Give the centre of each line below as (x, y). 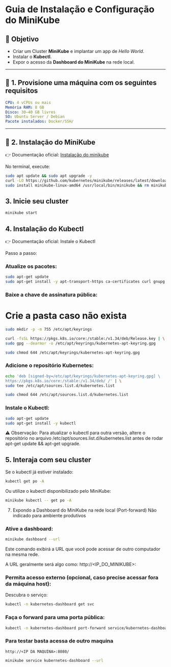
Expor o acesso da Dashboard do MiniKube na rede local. (74, 62)
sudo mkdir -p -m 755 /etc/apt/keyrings (49, 330)
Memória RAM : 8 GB (25, 107)
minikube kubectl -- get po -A (38, 500)
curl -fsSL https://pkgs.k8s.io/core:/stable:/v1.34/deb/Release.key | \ (85, 338)
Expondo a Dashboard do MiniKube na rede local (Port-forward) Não (84, 510)
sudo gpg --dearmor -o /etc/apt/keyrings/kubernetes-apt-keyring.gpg (81, 343)
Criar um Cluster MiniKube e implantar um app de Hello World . (78, 51)
